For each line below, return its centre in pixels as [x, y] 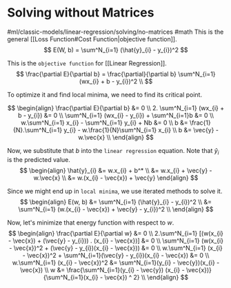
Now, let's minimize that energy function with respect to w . [91, 223]
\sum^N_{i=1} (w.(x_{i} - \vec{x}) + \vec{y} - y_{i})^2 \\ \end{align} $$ [116, 209]
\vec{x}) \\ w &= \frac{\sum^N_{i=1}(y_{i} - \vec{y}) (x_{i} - [102, 269]
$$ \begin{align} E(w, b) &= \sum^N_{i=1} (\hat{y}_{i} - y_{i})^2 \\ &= [116, 202]
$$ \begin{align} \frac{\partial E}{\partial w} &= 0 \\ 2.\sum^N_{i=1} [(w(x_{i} [116, 233]
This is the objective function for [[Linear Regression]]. [87, 63]
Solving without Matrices [81, 13]
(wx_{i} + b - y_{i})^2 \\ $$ [116, 81]
